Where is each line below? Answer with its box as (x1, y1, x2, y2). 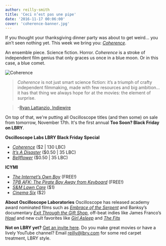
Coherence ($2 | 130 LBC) (12, 144, 66, 150)
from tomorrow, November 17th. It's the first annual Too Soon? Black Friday (5, 120, 160, 125)
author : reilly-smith (5, 7, 50, 12)
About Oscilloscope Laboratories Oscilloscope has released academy (5, 199, 150, 205)
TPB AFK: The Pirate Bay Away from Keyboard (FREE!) (12, 179, 124, 185)
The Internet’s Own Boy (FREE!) (12, 174, 77, 180)
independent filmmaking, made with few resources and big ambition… (17, 85, 160, 91)
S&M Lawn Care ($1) (12, 184, 55, 190)
